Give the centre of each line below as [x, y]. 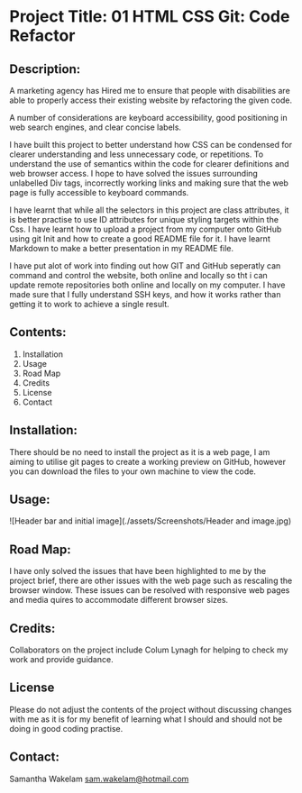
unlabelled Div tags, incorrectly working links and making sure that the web [149, 183]
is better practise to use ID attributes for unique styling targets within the [144, 219]
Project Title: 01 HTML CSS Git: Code [150, 17]
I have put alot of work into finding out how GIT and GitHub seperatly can [145, 266]
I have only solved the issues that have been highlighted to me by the [138, 571]
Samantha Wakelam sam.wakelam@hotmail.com [99, 779]
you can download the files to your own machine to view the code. [133, 471]
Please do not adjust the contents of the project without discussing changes [151, 709]
